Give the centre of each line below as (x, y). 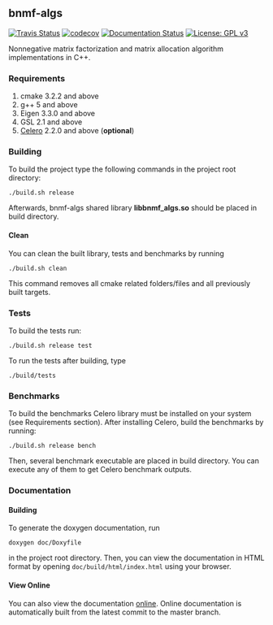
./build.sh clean (38, 268)
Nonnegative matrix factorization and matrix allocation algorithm (116, 49)
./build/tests (32, 375)
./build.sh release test (50, 345)
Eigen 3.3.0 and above (58, 114)
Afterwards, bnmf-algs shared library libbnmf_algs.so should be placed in (133, 208)
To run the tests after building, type (67, 360)
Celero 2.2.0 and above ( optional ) (77, 131)
